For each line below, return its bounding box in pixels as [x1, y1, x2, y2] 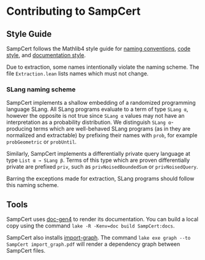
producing [6, 125, 32, 132]
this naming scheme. [6, 182, 59, 189]
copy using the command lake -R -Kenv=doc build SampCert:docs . [6, 222, 175, 229]
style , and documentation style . [6, 52, 86, 59]
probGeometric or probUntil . [6, 138, 77, 145]
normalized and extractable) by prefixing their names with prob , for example [6, 132, 198, 139]
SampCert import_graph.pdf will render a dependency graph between [6, 240, 181, 248]
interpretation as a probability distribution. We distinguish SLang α [6, 118, 171, 126]
